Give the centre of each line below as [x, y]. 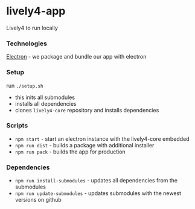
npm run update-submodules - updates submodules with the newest [98, 193]
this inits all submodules [45, 97]
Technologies [27, 43]
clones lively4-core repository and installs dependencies [87, 110]
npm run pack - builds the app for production [70, 152]
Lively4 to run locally [32, 28]
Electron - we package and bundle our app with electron [76, 57]
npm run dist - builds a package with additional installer [85, 145]
